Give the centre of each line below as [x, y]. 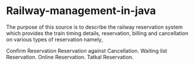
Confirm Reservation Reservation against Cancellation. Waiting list [87, 50]
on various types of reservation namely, [55, 39]
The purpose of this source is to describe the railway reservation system [95, 27]
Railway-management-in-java [81, 11]
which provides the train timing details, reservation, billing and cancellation [97, 33]
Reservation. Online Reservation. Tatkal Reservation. [70, 57]
